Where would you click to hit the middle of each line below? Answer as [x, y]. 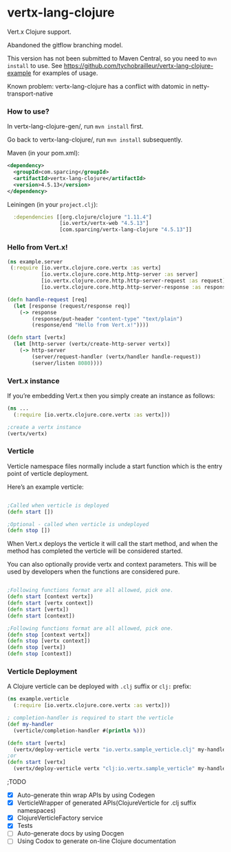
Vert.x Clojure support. [39, 32]
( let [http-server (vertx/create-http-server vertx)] [92, 344]
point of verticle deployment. [48, 473]
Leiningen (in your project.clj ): [53, 204]
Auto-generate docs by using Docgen [70, 833]
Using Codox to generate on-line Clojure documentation [97, 841]
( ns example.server [35, 262]
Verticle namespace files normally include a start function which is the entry [115, 466]
